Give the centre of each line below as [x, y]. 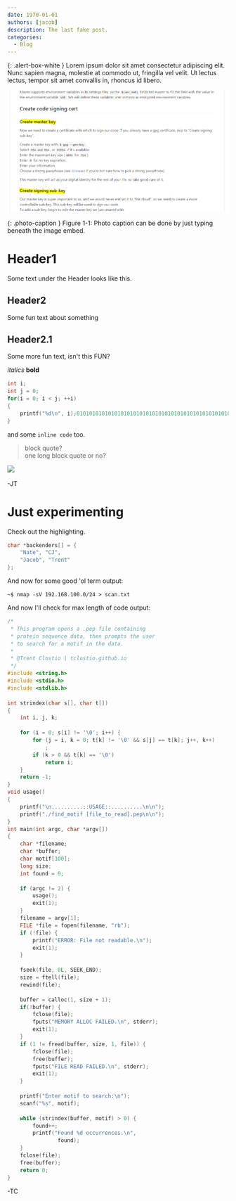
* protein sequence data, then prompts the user [83, 636]
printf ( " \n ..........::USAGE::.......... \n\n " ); [92, 807]
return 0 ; [34, 1170]
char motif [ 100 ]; [45, 859]
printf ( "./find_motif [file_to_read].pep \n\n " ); [92, 814]
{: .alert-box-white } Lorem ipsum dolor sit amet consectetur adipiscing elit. [116, 65]
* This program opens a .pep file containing [78, 629]
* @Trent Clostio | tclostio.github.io [69, 659]
